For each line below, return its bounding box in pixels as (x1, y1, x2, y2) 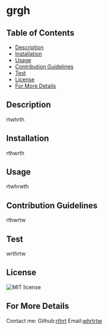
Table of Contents (6, 28, 75, 38)
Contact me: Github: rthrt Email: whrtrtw (6, 317, 103, 324)
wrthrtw (6, 250, 26, 257)
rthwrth (6, 149, 25, 157)
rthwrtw (6, 216, 26, 224)
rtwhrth (6, 115, 25, 123)
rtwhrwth (6, 183, 29, 190)
